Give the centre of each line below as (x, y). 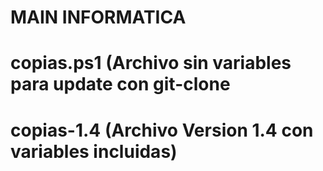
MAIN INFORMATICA (98, 17)
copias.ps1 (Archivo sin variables (151, 63)
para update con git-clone (120, 84)
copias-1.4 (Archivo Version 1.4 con (162, 130)
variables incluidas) (94, 151)
